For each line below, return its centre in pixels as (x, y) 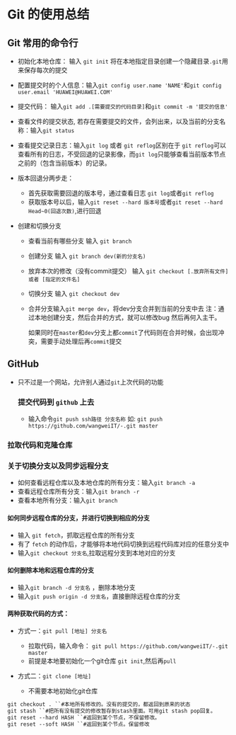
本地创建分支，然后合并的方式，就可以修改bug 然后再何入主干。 (128, 317)
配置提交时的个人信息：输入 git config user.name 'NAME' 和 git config (119, 85)
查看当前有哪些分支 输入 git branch (80, 241)
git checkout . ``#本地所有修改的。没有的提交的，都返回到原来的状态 (99, 704)
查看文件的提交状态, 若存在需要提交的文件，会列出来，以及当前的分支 (118, 121)
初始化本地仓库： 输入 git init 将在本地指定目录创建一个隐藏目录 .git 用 (123, 61)
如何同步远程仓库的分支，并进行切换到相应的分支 (78, 518)
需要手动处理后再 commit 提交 (81, 341)
